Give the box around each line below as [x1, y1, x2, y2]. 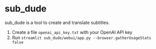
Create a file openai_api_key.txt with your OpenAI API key [11, 29, 133, 35]
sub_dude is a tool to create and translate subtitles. [4, 19, 110, 25]
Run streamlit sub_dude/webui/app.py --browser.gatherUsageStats [11, 34, 151, 40]
